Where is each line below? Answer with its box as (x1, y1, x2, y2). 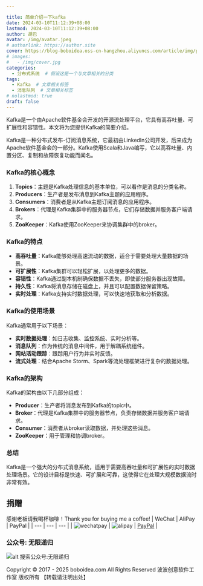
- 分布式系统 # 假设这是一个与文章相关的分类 (11, 70, 114, 76)
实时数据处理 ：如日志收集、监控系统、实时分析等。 (14, 334, 143, 342)
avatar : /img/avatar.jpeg (6, 37, 71, 43)
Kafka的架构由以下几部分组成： (6, 389, 85, 396)
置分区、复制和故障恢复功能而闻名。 (6, 151, 97, 159)
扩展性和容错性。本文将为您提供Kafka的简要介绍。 (6, 123, 132, 131)
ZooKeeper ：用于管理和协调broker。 (14, 432, 108, 439)
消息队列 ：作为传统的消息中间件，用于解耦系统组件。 (14, 342, 148, 349)
